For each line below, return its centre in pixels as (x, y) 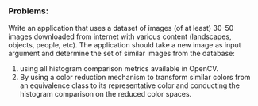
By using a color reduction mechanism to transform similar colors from (135, 78)
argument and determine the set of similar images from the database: (122, 54)
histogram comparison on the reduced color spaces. (106, 94)
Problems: (29, 11)
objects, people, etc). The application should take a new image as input (125, 45)
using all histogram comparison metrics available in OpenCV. (119, 69)
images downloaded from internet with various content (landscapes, (120, 36)
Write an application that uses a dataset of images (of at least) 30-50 (121, 28)
